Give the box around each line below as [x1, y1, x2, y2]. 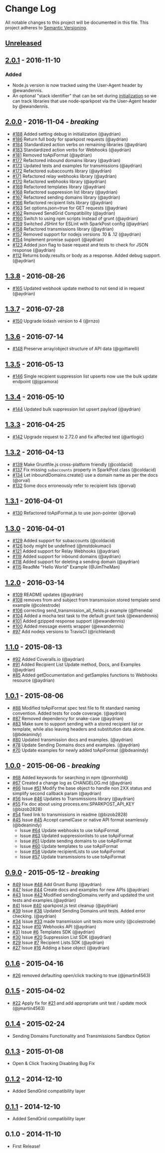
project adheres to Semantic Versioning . [5, 24, 87, 30]
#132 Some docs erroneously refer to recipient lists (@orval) [12, 483, 136, 489]
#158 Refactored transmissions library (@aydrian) [12, 226, 114, 232]
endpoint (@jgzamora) [12, 379, 59, 385]
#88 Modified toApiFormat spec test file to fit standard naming [12, 705, 140, 711]
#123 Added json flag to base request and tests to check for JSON [12, 242, 149, 247]
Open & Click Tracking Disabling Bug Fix [12, 1061, 95, 1067]
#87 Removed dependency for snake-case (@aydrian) [12, 715, 124, 721]
